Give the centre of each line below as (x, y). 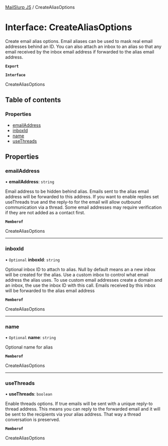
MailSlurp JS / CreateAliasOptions (40, 7)
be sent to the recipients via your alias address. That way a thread (73, 415)
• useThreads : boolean (29, 394)
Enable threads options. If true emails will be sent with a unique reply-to (79, 404)
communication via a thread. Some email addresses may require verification (83, 207)
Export (12, 66)
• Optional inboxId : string (32, 260)
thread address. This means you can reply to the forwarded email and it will (83, 409)
